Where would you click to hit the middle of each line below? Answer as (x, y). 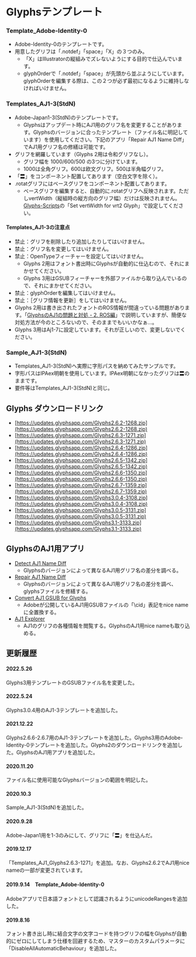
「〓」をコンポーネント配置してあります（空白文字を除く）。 (87, 176)
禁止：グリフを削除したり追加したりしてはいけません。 (81, 241)
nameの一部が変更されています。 (46, 870)
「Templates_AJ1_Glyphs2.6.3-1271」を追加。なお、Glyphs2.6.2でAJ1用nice (98, 862)
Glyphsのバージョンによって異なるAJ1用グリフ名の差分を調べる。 (102, 570)
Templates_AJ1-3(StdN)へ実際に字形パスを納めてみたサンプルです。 (97, 366)
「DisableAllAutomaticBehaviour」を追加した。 (63, 948)
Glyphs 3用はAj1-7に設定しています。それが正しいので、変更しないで (97, 329)
